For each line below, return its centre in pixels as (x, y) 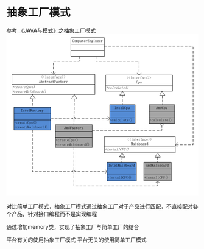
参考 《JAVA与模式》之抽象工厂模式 (51, 30)
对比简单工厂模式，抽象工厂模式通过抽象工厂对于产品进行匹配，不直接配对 (100, 206)
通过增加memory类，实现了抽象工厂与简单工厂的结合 (73, 226)
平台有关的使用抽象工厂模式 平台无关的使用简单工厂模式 (76, 240)
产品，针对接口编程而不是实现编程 (54, 214)
